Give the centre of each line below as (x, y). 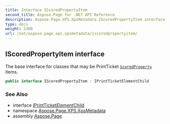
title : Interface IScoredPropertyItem (46, 10)
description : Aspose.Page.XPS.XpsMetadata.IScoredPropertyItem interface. (86, 19)
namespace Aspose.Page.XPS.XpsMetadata (59, 110)
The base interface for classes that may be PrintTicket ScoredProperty (79, 66)
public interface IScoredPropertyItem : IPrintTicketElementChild (77, 81)
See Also (17, 94)
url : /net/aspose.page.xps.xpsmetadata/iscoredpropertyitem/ (72, 34)
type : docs (17, 24)
